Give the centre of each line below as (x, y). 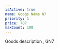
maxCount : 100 (19, 28)
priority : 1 (17, 18)
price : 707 (16, 23)
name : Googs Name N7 (26, 14)
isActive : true (20, 9)
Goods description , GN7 (30, 41)
